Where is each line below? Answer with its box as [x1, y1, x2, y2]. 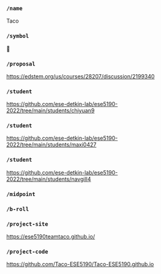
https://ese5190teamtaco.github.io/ [6, 232, 95, 240]
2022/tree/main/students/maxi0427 [6, 141, 97, 148]
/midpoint [6, 191, 36, 197]
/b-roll [6, 205, 29, 213]
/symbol [6, 32, 29, 40]
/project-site [6, 220, 48, 227]
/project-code [6, 248, 48, 255]
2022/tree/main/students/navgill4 [6, 175, 91, 183]
